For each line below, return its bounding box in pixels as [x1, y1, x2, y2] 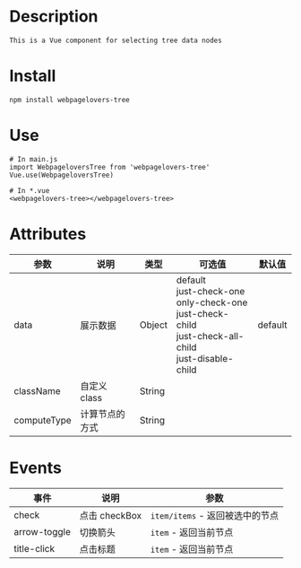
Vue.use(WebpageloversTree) [9, 170, 115, 179]
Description [9, 6, 99, 27]
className [13, 384, 61, 397]
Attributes [9, 224, 87, 244]
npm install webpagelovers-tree [9, 95, 130, 104]
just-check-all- [176, 329, 245, 342]
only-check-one [176, 296, 248, 309]
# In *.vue [9, 186, 50, 195]
